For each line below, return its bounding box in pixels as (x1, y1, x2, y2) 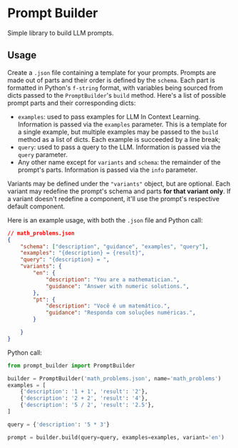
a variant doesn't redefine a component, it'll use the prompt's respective (7, 194, 219, 203)
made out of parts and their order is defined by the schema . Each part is (7, 76, 215, 84)
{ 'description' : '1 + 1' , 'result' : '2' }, (20, 388, 148, 395)
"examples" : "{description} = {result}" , (20, 250, 145, 257)
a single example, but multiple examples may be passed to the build (17, 127, 219, 136)
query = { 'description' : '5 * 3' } (7, 421, 110, 428)
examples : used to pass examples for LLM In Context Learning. (17, 112, 201, 121)
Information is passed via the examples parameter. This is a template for (17, 120, 227, 128)
